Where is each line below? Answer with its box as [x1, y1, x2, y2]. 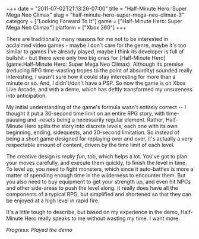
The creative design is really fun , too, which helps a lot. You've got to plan [6, 153, 188, 160]
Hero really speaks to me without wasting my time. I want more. [24, 215, 180, 222]
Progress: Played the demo [6, 227, 72, 233]
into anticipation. [6, 92, 48, 99]
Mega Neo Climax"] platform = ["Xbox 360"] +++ [6, 24, 127, 31]
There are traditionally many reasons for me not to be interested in [6, 36, 169, 42]
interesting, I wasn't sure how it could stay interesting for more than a [6, 74, 176, 80]
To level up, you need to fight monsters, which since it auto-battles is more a [6, 165, 194, 173]
